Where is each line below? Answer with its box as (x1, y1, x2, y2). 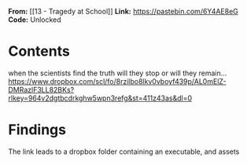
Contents (8, 42, 71, 60)
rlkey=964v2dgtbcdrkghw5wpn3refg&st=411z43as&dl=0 (8, 93, 193, 103)
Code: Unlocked (8, 15, 61, 24)
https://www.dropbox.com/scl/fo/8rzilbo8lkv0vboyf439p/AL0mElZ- (8, 76, 227, 86)
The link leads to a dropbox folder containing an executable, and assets (8, 147, 240, 156)
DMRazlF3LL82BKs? (8, 85, 75, 94)
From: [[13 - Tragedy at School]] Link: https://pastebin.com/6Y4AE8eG (8, 7, 238, 16)
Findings (8, 121, 67, 139)
